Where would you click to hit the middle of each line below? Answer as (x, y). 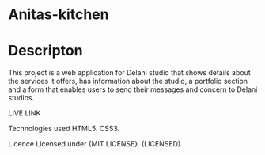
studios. (21, 98)
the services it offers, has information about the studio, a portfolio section (128, 81)
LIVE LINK (25, 113)
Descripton (45, 51)
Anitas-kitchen (59, 15)
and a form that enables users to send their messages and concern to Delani (133, 89)
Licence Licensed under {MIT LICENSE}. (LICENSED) (95, 144)
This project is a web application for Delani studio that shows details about (129, 73)
